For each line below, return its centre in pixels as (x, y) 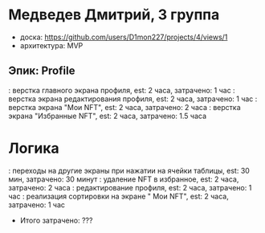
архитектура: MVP (51, 45)
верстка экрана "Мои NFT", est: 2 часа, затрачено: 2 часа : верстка (124, 107)
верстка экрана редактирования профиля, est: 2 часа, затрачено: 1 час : (133, 99)
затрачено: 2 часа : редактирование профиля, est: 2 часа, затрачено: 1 (130, 187)
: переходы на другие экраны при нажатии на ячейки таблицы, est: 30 (129, 170)
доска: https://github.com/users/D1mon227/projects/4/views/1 (124, 37)
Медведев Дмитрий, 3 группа (114, 15)
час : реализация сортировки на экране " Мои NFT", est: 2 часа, (118, 196)
